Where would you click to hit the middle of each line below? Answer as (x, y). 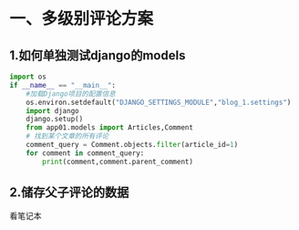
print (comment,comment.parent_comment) (118, 162)
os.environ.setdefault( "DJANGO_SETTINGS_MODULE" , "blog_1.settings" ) (159, 102)
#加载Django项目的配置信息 (71, 94)
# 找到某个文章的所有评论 (67, 136)
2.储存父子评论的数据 (69, 193)
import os (28, 77)
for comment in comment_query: (85, 153)
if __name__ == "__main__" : (63, 85)
